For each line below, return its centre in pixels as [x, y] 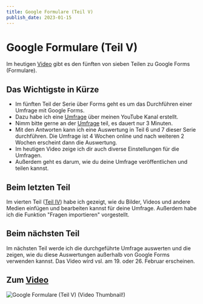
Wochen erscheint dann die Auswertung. [66, 143]
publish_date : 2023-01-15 [39, 18]
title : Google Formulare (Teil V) [50, 12]
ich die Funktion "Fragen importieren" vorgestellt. [68, 215]
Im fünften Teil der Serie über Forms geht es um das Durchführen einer [104, 104]
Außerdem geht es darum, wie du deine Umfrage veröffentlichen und [101, 162]
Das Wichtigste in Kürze [53, 89]
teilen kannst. [32, 168]
